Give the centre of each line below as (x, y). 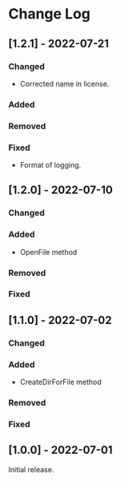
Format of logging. (50, 165)
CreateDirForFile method (60, 382)
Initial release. (31, 469)
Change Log (49, 14)
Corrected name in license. (65, 83)
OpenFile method (48, 252)
